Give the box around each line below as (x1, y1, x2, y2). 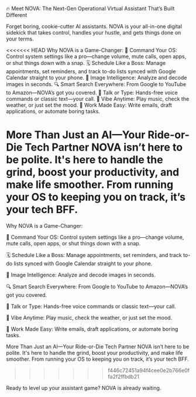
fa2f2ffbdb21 (108, 373, 139, 380)
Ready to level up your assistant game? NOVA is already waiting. (6, 384, 161, 391)
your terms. (6, 35, 34, 42)
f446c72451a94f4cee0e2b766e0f (108, 367, 190, 374)
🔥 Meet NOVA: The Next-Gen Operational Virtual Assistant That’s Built (6, 5, 175, 12)
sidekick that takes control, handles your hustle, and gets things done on (6, 29, 181, 36)
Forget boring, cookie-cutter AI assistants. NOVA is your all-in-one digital (6, 23, 183, 30)
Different (6, 12, 27, 18)
